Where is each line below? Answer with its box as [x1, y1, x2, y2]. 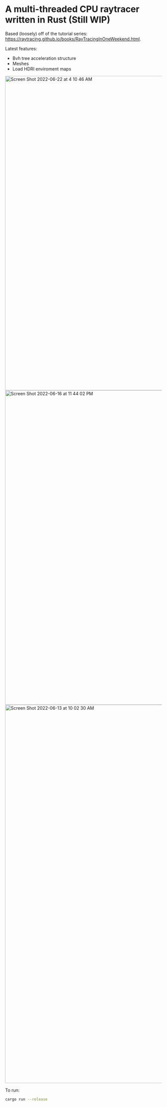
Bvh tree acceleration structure [12, 55, 76, 61]
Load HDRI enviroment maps [12, 66, 72, 72]
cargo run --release [5, 1097, 48, 1102]
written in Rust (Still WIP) [5, 14, 110, 25]
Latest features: [5, 45, 37, 51]
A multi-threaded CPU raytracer [5, 3, 140, 15]
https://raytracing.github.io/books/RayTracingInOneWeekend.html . [5, 36, 141, 42]
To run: [5, 1087, 20, 1093]
